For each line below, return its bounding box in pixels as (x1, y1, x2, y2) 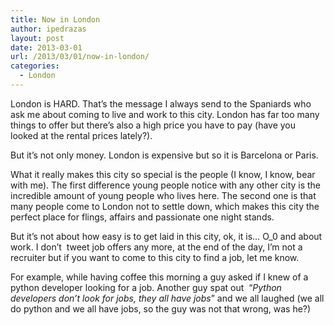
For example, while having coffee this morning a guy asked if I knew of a (10, 271, 309, 283)
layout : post (10, 33, 65, 43)
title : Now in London (10, 14, 101, 25)
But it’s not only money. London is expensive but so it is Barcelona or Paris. (10, 149, 319, 161)
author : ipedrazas (10, 24, 87, 34)
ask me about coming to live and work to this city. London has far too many (10, 108, 320, 120)
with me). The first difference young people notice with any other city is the (10, 179, 322, 191)
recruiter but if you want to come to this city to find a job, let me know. (10, 251, 300, 263)
